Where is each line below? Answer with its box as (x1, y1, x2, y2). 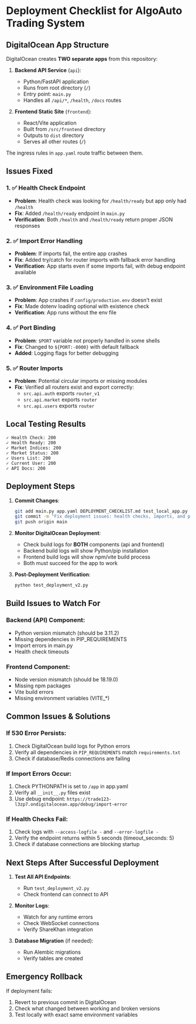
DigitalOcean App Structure (6, 40, 109, 50)
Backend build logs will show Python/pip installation (23, 547, 149, 554)
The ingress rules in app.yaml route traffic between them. (6, 149, 143, 156)
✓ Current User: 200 (6, 460, 57, 466)
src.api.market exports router (23, 396, 98, 403)
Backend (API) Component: (6, 616, 85, 624)
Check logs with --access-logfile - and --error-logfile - (14, 828, 159, 835)
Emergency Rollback (6, 972, 83, 982)
